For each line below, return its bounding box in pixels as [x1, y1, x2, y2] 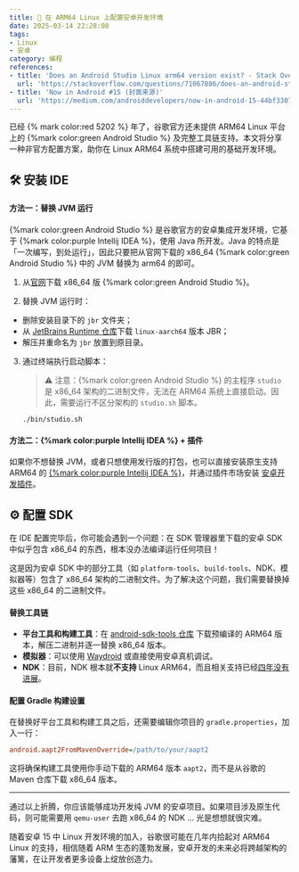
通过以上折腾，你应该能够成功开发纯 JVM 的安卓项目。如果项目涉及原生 [9, 802, 273, 812]
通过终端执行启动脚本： [21, 356, 109, 366]
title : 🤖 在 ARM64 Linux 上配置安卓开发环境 [9, 12, 164, 22]
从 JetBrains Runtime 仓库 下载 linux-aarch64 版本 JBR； [21, 325, 230, 336]
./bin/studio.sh [21, 415, 83, 424]
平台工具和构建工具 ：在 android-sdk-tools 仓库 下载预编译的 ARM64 [21, 629, 273, 639]
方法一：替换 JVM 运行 [9, 202, 93, 214]
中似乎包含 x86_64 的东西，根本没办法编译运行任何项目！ [9, 543, 220, 554]
